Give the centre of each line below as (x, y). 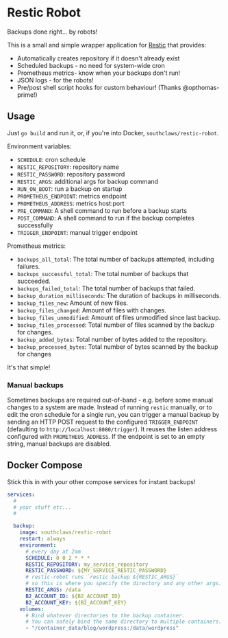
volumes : (32, 609)
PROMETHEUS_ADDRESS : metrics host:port (71, 203)
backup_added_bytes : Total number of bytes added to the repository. (112, 339)
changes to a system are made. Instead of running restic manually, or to (110, 407)
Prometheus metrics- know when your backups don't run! (99, 73)
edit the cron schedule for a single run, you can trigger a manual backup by (113, 415)
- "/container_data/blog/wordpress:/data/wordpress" (102, 628)
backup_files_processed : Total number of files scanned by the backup (115, 325)
